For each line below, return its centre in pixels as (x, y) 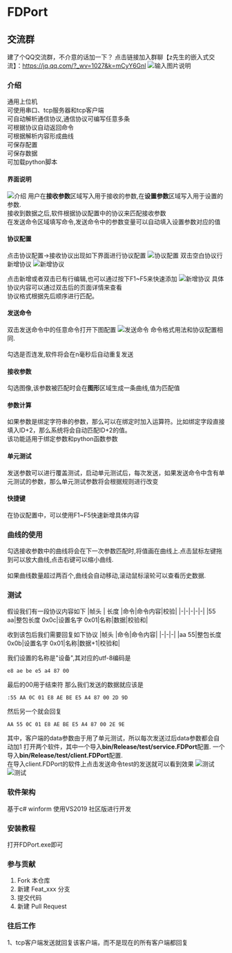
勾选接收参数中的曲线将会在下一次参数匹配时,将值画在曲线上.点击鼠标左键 (112, 551)
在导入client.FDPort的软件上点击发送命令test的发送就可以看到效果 (101, 764)
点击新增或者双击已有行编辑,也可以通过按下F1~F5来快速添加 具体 (116, 278)
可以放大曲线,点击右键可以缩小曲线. (63, 560)
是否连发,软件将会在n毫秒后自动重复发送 (76, 354)
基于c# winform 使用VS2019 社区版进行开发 (69, 809)
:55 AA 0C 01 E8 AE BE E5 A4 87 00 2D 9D (68, 698)
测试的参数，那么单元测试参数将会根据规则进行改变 (86, 481)
